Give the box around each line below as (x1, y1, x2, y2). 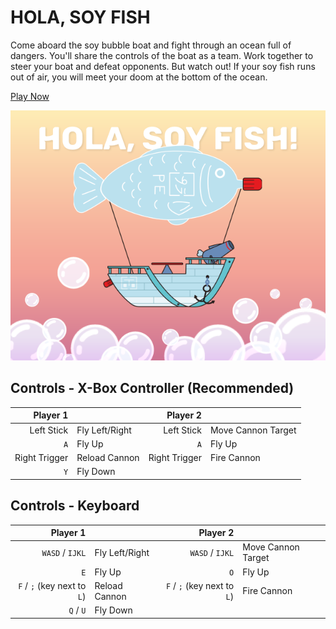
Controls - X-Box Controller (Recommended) (10, 380, 295, 397)
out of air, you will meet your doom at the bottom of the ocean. (10, 71, 268, 83)
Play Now (10, 90, 50, 102)
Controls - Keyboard (10, 497, 140, 515)
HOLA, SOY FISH (10, 6, 151, 29)
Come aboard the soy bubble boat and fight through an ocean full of (10, 39, 292, 51)
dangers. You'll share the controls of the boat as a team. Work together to (10, 49, 314, 61)
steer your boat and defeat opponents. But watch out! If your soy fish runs (10, 60, 316, 72)
